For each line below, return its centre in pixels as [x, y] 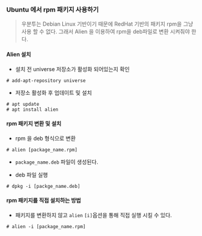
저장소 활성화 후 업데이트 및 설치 [53, 92]
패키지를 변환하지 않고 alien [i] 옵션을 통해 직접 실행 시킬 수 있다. [93, 215]
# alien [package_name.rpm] [42, 150]
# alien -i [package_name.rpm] [46, 226]
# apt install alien [33, 109]
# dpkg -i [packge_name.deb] [43, 186]
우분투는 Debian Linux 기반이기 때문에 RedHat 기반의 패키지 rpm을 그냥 [107, 24]
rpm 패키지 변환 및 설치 [34, 123]
